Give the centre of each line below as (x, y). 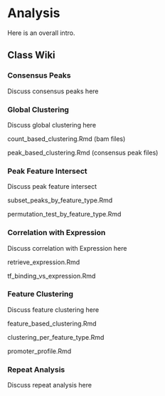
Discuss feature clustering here (53, 309)
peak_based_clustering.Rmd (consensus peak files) (83, 152)
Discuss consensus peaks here (53, 91)
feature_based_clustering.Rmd (52, 323)
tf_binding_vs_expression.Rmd (52, 276)
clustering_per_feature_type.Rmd (56, 337)
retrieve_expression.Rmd (44, 262)
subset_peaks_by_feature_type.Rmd (60, 200)
